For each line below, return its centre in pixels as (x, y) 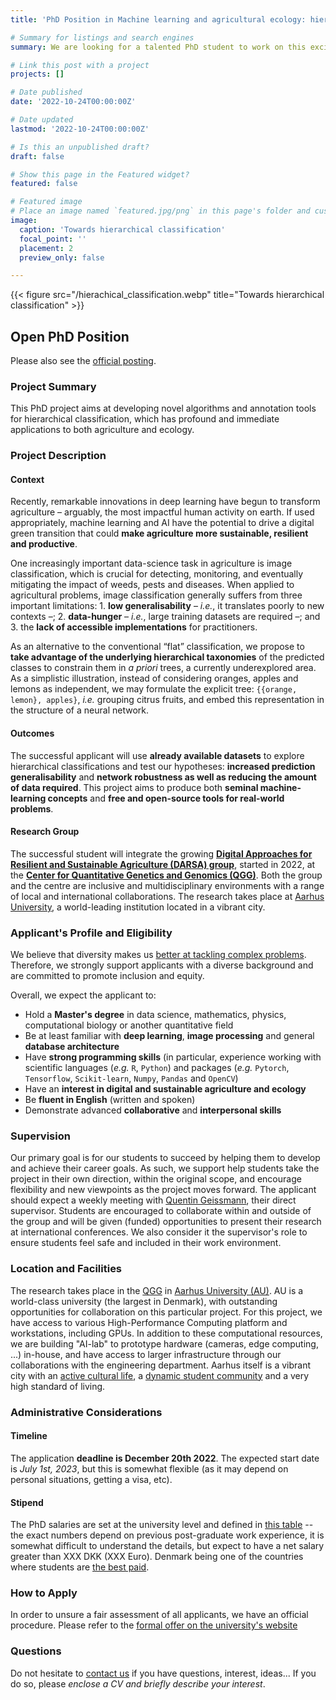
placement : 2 (46, 248)
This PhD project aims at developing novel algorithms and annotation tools (163, 408)
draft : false (37, 156)
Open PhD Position (70, 336)
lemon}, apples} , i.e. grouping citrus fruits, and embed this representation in (167, 700)
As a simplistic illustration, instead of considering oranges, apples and (154, 678)
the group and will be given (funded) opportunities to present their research (166, 1222)
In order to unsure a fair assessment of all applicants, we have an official (159, 1615)
